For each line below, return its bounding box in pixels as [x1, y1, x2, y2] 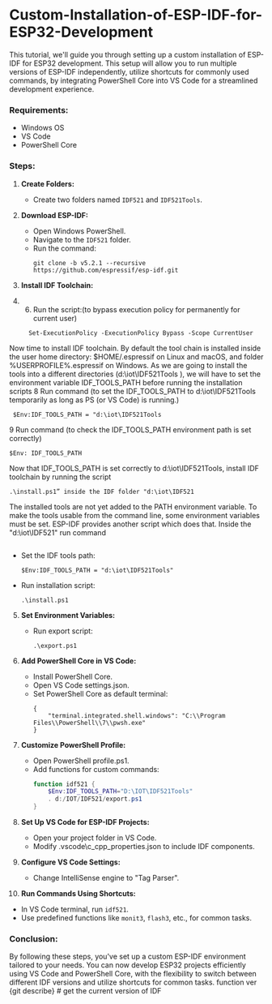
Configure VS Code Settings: [20, 857, 121, 867]
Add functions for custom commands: [32, 764, 160, 774]
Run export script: [32, 626, 93, 636]
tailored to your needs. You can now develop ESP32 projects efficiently [9, 960, 246, 970]
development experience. [9, 84, 95, 94]
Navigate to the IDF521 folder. [32, 234, 132, 244]
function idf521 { [32, 780, 96, 788]
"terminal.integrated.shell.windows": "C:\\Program [48, 711, 226, 719]
